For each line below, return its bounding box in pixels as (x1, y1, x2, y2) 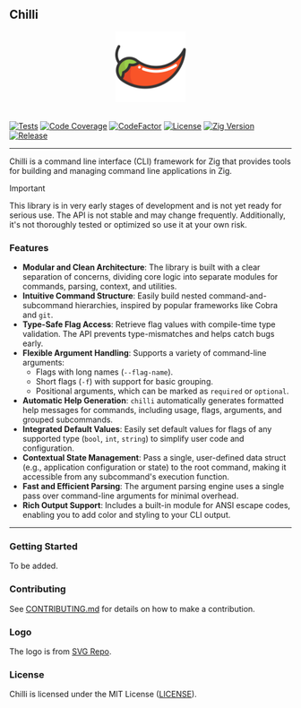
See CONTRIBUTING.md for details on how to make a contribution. (9, 603, 255, 614)
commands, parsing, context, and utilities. (21, 281, 177, 292)
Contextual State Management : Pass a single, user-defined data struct (21, 453, 287, 463)
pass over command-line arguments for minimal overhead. (21, 490, 239, 501)
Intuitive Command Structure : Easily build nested (21, 290, 208, 301)
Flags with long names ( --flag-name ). (35, 367, 174, 377)
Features (9, 241, 49, 254)
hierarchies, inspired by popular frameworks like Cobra (74, 300, 279, 311)
